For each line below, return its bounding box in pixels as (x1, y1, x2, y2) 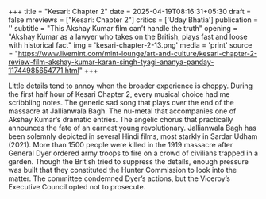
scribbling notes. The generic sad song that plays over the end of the (8, 98, 234, 107)
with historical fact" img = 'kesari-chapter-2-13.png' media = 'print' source (8, 40, 253, 50)
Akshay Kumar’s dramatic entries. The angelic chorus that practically (8, 115, 233, 124)
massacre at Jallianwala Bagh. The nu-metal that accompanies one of (8, 106, 237, 116)
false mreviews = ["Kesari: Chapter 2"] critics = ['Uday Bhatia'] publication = (8, 15, 259, 25)
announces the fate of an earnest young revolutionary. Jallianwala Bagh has (8, 123, 256, 132)
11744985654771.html (8, 66, 79, 75)
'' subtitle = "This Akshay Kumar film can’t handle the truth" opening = (8, 24, 238, 33)
